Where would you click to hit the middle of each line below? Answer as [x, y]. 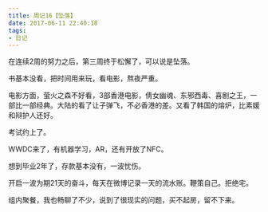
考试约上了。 [29, 132]
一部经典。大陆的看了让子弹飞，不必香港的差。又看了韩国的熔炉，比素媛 [141, 105]
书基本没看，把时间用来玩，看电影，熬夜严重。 [85, 79]
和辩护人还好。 [33, 116]
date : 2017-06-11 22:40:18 [53, 23]
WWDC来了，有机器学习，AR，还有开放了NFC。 [88, 149]
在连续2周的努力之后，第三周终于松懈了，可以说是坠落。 [101, 61]
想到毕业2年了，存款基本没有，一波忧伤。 [77, 166]
